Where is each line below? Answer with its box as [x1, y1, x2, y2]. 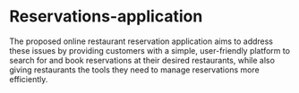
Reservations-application [9, 6, 203, 27]
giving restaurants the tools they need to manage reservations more [9, 64, 260, 75]
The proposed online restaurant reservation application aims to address [9, 36, 274, 46]
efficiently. [9, 73, 48, 84]
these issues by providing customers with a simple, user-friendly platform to [9, 45, 291, 55]
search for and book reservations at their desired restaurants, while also [9, 55, 276, 65]
